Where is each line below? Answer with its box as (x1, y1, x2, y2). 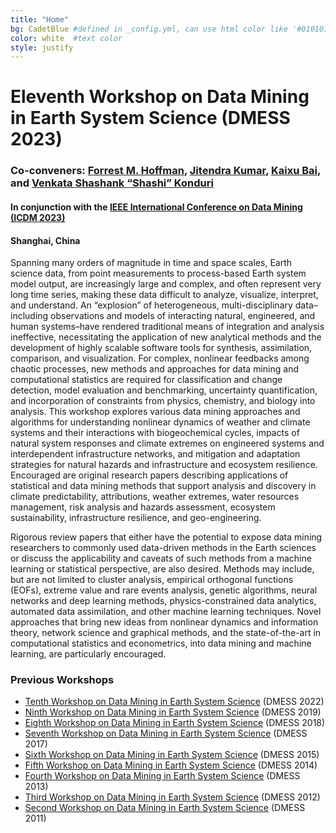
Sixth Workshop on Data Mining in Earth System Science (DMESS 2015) (24, 749, 320, 761)
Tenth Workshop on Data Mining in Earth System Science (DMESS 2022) (24, 696, 325, 708)
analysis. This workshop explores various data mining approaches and (10, 406, 301, 418)
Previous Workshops (10, 673, 115, 687)
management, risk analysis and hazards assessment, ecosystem (10, 501, 276, 513)
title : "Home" (10, 14, 70, 25)
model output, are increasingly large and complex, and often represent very (10, 278, 322, 290)
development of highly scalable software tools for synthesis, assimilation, (10, 342, 313, 354)
